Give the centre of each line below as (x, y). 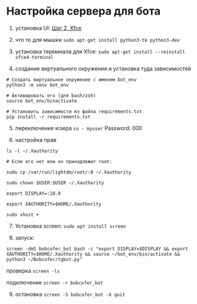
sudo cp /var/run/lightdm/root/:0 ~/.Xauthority (69, 172)
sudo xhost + (23, 214)
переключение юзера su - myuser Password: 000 (78, 128)
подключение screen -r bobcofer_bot (55, 282)
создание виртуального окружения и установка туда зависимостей (103, 69)
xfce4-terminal (34, 57)
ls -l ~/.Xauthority (32, 151)
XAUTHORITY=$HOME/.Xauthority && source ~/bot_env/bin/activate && (93, 254)
